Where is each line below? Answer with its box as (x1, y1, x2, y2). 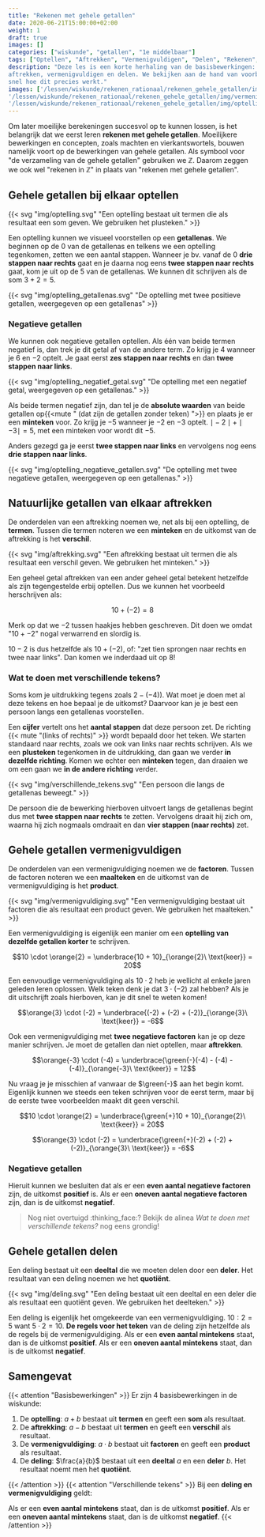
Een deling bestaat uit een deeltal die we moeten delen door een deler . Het (8, 1266, 254, 1275)
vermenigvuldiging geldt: (8, 1488, 92, 1498)
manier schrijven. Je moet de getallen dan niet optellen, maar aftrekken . (8, 1040, 243, 1050)
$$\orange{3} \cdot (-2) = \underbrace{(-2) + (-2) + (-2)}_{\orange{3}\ (17, 1008, 248, 1018)
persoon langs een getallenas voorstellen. (8, 707, 144, 716)
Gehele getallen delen (8, 1244, 118, 1258)
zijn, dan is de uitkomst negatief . (8, 1198, 115, 1207)
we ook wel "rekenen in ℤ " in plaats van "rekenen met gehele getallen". (8, 165, 239, 175)
